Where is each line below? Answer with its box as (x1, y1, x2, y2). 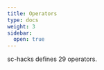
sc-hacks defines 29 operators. (7, 55, 97, 63)
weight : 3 (7, 23, 36, 30)
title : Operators (7, 10, 58, 17)
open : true (13, 36, 45, 43)
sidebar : (7, 29, 33, 37)
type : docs (7, 17, 39, 24)
